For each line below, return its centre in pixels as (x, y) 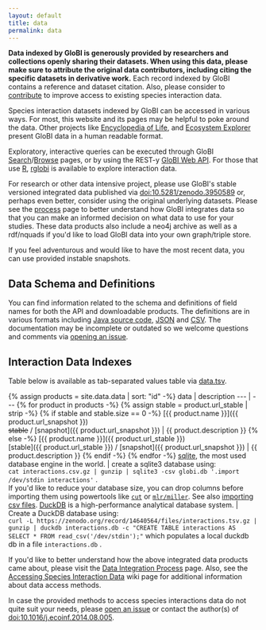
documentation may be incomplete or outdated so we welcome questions (128, 328)
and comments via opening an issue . (68, 337)
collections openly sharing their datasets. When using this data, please (128, 61)
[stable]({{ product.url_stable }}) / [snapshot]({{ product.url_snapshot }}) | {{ (133, 447)
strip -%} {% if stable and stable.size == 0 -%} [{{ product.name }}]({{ (123, 413)
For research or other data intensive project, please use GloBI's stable (122, 184)
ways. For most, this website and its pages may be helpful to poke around (129, 119)
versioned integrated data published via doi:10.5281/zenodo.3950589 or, (127, 193)
